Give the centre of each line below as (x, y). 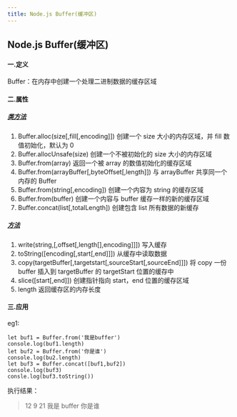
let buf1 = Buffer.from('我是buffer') (64, 337)
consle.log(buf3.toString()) (51, 376)
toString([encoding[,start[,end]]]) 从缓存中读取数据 (92, 253)
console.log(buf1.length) (46, 343)
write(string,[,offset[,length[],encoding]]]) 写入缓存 (92, 244)
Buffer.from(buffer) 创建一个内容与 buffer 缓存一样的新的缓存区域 (113, 199)
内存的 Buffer (37, 181)
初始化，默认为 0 (49, 145)
